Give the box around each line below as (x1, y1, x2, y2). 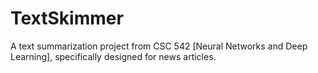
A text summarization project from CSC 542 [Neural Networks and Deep (10, 40, 308, 52)
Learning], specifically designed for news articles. (10, 50, 217, 62)
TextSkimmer (10, 7, 124, 30)
